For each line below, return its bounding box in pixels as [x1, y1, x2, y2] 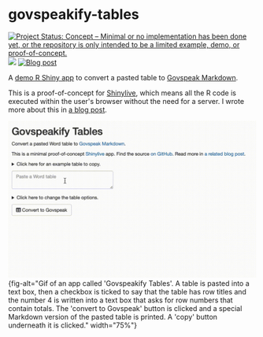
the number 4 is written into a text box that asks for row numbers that [8, 295, 234, 305]
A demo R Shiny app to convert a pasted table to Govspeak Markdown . [8, 72, 239, 82]
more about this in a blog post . [8, 105, 108, 114]
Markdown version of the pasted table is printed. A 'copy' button [8, 312, 218, 321]
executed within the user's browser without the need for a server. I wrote [8, 96, 245, 106]
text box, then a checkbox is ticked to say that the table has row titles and [8, 287, 246, 296]
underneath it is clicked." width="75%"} [8, 320, 138, 330]
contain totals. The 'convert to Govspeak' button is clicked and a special [8, 303, 243, 313]
